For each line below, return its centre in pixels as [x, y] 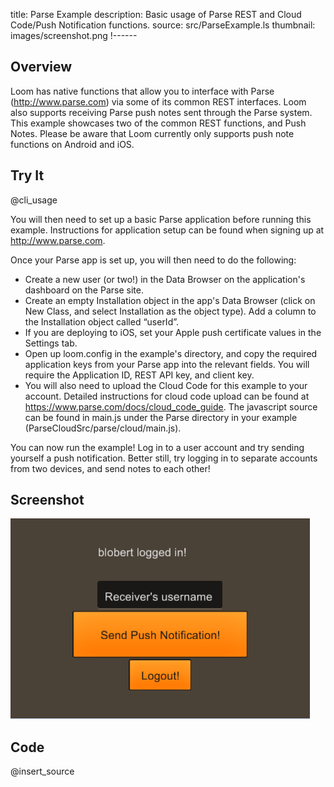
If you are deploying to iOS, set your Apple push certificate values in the [173, 332]
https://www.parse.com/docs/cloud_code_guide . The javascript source [171, 406]
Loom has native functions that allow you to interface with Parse [142, 91]
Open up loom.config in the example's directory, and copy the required [171, 353]
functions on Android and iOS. [72, 144]
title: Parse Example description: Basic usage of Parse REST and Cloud [156, 14]
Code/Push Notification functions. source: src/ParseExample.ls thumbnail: [163, 25]
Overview [41, 67]
